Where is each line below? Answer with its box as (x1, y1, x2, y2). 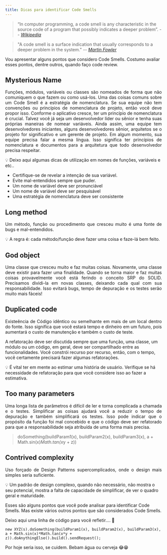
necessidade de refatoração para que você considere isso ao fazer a (5, 370, 147, 375)
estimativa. (5, 375, 28, 381)
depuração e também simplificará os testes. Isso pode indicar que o (5, 413, 162, 419)
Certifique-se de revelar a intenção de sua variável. (12, 173, 118, 179)
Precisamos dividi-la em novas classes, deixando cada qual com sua (5, 280, 162, 286)
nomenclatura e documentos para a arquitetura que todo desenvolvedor (5, 142, 162, 148)
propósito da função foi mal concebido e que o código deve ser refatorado (5, 418, 162, 424)
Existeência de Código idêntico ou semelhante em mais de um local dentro (5, 318, 162, 324)
